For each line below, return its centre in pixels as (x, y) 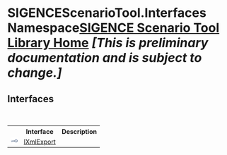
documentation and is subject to (105, 58)
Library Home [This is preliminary (108, 43)
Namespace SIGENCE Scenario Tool (113, 28)
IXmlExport (40, 142)
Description (80, 131)
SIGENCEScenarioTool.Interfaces (107, 13)
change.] (35, 73)
